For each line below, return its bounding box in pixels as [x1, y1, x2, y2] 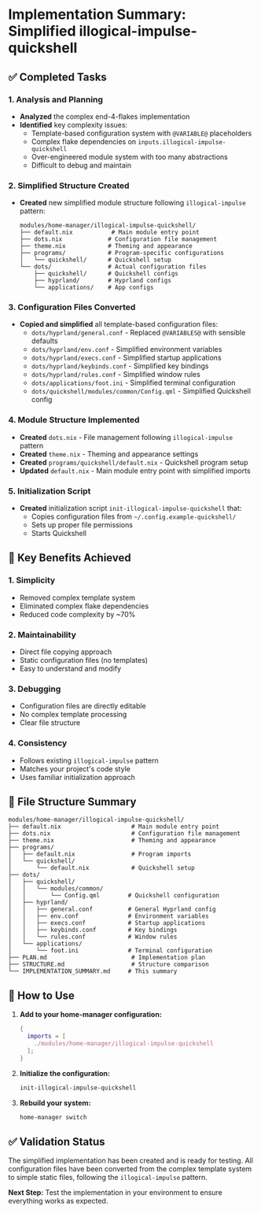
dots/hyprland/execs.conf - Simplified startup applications [31, 353, 222, 363]
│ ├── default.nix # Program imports [8, 850, 192, 859]
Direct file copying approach [19, 647, 112, 656]
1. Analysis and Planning [8, 94, 104, 105]
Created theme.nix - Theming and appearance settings [19, 449, 199, 458]
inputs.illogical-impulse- [138, 138, 226, 146]
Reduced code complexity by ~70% [19, 609, 136, 619]
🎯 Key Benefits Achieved [8, 551, 131, 564]
